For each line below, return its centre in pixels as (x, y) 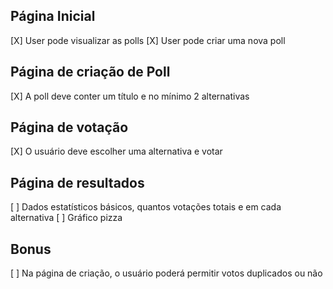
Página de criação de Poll (90, 72)
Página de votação (69, 127)
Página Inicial (53, 16)
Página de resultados (77, 182)
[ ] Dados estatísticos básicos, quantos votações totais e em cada (146, 207)
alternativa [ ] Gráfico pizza (66, 218)
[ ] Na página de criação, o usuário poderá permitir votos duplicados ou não (166, 273)
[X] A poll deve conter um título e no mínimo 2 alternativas (130, 96)
